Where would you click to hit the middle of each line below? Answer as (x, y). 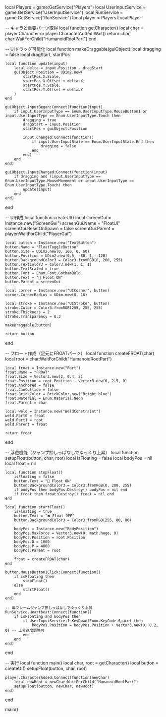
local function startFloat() (35, 507)
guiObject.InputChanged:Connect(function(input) (56, 172)
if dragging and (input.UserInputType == (57, 177)
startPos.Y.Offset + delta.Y (53, 90)
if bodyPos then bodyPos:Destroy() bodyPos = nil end (71, 490)
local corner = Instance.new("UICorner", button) (57, 291)
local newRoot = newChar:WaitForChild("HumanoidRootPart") (76, 682)
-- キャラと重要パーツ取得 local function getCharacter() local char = (74, 28)
